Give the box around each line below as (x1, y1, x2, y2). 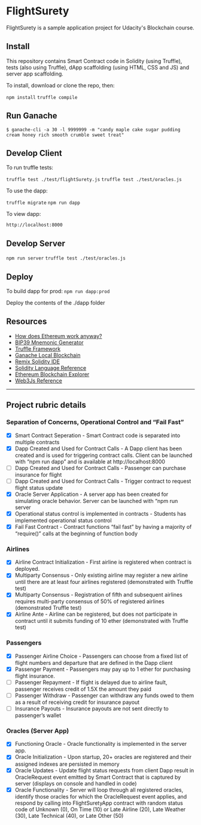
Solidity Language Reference (14, 364, 87, 371)
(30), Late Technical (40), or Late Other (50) (14, 812, 124, 819)
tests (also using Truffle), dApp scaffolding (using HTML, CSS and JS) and (6, 64, 190, 71)
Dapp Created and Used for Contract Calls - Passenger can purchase (14, 464, 187, 471)
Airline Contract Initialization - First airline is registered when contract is (14, 559, 192, 566)
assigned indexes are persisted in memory (14, 760, 120, 767)
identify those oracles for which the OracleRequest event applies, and (14, 793, 187, 800)
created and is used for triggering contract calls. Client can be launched (14, 451, 193, 459)
